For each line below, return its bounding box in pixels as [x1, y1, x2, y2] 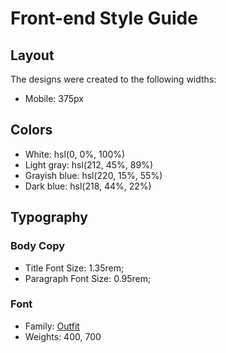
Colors [10, 122, 53, 139]
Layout [10, 47, 55, 64]
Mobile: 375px [24, 93, 84, 104]
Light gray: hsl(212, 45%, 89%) [24, 158, 154, 171]
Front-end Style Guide [10, 7, 198, 30]
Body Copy [10, 239, 66, 253]
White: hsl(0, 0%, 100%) [24, 148, 126, 160]
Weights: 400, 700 [24, 330, 102, 342]
